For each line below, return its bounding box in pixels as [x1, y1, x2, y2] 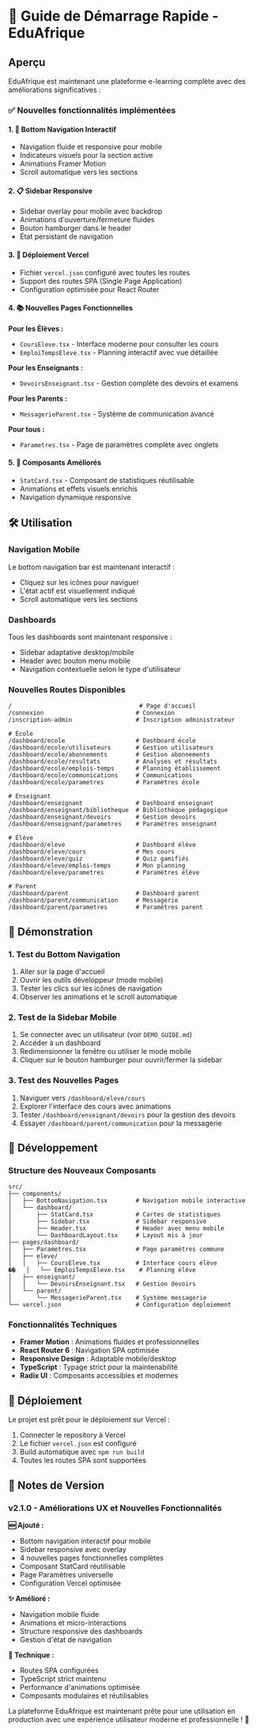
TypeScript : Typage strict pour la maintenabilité [19, 1362, 178, 1372]
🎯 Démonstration [8, 925, 93, 938]
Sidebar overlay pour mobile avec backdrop [19, 206, 163, 216]
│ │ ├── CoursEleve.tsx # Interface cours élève [8, 1259, 217, 1267]
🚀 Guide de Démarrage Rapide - [8, 7, 219, 25]
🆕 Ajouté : [8, 1520, 44, 1530]
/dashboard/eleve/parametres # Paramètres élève [8, 868, 200, 877]
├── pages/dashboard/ [8, 1239, 80, 1247]
